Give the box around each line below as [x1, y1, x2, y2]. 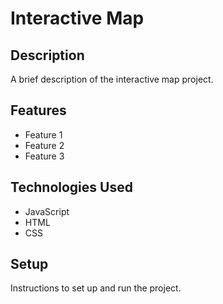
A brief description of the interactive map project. [10, 73, 214, 85]
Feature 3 [24, 150, 65, 162]
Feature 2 [24, 139, 65, 151]
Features [10, 102, 67, 119]
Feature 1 [24, 128, 63, 141]
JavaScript [24, 205, 70, 217]
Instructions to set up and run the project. [10, 282, 182, 294]
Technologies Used [10, 179, 133, 196]
